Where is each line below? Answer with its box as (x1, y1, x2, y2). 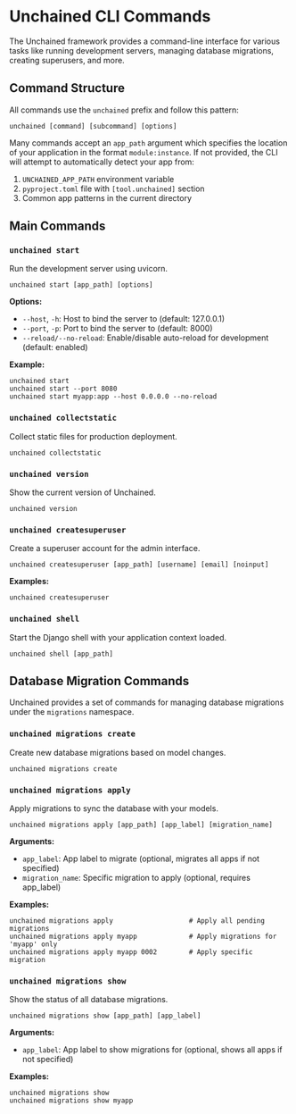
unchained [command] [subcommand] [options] (9, 121, 177, 130)
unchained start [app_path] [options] (9, 281, 153, 289)
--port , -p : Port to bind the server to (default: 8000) (21, 323, 213, 334)
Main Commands (9, 219, 106, 234)
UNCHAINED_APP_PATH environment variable (21, 173, 175, 184)
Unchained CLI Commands (9, 6, 211, 27)
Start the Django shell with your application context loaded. (9, 632, 227, 642)
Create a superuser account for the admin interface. (9, 543, 201, 554)
